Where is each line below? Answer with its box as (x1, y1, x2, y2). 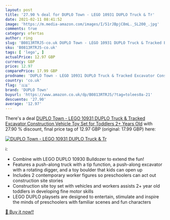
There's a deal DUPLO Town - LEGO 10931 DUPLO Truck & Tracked (5, 115, 145, 121)
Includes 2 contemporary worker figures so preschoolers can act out (12, 172, 156, 179)
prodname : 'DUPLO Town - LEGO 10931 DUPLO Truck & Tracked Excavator (5, 73, 155, 78)
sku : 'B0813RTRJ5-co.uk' (5, 45, 58, 50)
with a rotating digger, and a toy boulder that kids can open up (12, 167, 143, 173)
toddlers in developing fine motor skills (12, 188, 94, 195)
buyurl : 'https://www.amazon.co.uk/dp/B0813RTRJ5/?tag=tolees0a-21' (5, 92, 153, 97)
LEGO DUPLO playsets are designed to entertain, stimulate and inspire (12, 194, 159, 200)
